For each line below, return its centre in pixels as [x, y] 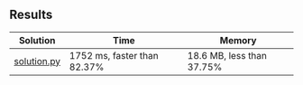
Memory [238, 40]
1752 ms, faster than [114, 55]
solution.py [37, 61]
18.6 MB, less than [227, 55]
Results [31, 15]
